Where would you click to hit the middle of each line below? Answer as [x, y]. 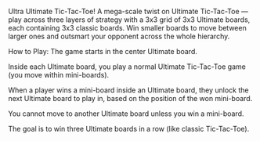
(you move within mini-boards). [59, 75]
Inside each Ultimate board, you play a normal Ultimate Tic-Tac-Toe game [127, 67]
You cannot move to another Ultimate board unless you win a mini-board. [126, 114]
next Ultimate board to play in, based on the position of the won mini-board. [130, 98]
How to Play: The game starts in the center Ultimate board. [103, 51]
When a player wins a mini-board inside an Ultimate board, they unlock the [128, 90]
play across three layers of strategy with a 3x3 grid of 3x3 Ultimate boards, [129, 20]
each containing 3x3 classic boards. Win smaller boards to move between [127, 28]
